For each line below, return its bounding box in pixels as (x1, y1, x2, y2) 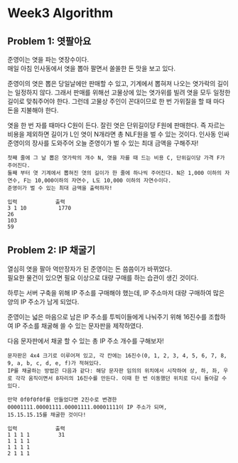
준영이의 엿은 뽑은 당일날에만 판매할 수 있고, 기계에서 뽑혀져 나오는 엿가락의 (7, 80, 216, 87)
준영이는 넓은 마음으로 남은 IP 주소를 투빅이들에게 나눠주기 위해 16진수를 (7, 312, 207, 321)
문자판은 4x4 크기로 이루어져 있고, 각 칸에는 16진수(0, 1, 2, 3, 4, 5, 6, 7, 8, (7, 352, 227, 359)
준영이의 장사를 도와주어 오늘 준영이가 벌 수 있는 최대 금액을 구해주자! (7, 139, 199, 147)
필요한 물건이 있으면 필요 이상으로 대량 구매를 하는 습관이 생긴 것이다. (7, 273, 199, 282)
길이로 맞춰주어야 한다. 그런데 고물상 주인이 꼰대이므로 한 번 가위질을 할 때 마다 (7, 97, 225, 105)
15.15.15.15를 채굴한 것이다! (7, 411, 87, 418)
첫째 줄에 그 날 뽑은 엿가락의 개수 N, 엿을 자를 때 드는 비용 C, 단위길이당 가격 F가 (7, 154, 225, 161)
